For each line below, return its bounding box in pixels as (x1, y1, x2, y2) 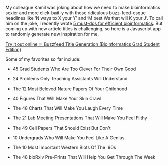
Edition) (5, 47, 22, 52)
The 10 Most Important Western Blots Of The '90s (12, 144, 116, 150)
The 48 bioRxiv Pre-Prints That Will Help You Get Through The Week (12, 154, 155, 160)
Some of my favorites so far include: (5, 56, 81, 62)
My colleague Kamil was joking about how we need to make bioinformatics (5, 5, 160, 10)
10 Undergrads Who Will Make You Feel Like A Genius (12, 135, 125, 141)
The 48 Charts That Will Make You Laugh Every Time (12, 105, 123, 111)
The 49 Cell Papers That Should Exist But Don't (12, 125, 111, 131)
